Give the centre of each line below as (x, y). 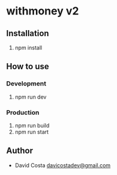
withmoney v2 (43, 11)
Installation (28, 33)
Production (23, 112)
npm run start (32, 132)
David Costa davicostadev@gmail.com (63, 165)
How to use (28, 66)
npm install (28, 48)
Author (19, 151)
